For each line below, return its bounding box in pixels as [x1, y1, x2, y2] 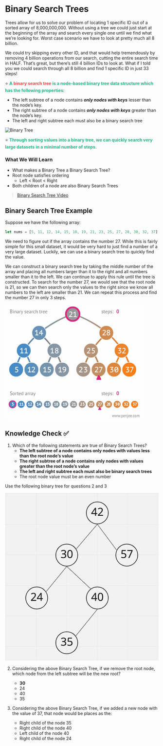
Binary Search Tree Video [17, 192, 69, 198]
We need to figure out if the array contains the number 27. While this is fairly [5, 238, 158, 244]
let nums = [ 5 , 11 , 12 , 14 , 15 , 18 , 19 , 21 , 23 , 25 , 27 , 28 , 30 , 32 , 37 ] [5, 230, 158, 235]
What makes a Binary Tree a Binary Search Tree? [12, 167, 110, 173]
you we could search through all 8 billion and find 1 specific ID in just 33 [5, 65, 149, 71]
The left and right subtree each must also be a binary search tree [12, 117, 143, 123]
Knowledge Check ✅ [5, 429, 69, 438]
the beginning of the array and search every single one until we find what [5, 30, 152, 36]
